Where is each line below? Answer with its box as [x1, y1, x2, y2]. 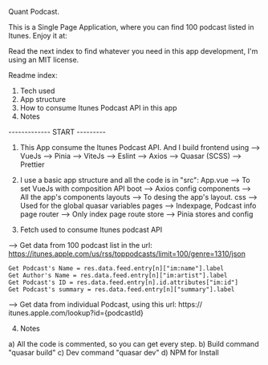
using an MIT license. [8, 55, 79, 64]
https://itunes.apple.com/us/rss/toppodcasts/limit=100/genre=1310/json [8, 249, 246, 258]
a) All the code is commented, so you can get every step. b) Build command [8, 339, 259, 348]
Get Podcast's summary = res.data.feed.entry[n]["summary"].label [8, 286, 235, 294]
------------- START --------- [8, 128, 107, 136]
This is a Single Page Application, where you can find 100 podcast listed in [8, 22, 254, 31]
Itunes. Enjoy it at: [8, 31, 68, 40]
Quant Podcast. [8, 7, 60, 16]
